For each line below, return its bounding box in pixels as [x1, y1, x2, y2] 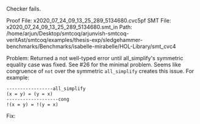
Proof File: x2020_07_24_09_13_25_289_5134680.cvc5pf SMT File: [6, 17, 171, 24]
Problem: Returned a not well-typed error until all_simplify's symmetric [6, 55, 184, 61]
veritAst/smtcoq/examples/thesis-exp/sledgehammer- [6, 36, 143, 43]
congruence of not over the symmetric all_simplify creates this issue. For [6, 67, 195, 75]
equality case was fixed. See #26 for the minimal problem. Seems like [6, 61, 181, 68]
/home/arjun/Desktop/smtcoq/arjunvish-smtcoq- [6, 30, 129, 37]
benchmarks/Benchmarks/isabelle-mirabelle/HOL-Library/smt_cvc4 [6, 43, 176, 50]
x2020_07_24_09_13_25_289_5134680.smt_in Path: [6, 24, 132, 30]
